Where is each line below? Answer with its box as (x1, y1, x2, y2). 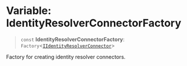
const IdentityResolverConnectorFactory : (20, 36, 125, 43)
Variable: (6, 4, 52, 18)
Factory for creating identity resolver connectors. (6, 53, 126, 60)
